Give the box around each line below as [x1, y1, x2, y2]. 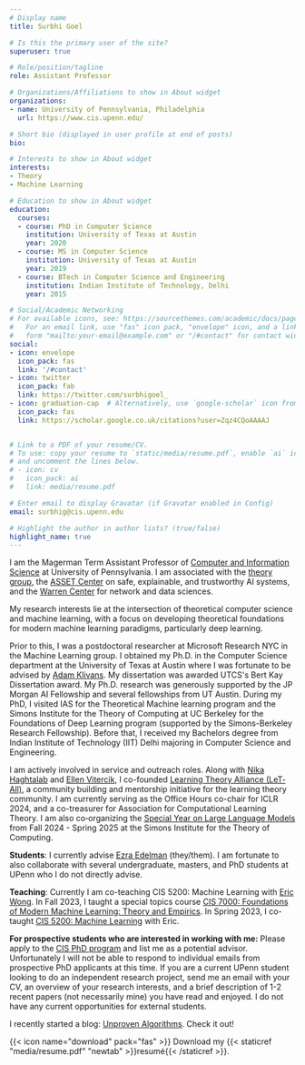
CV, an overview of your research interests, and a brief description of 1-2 [9, 981, 282, 992]
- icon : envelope [9, 347, 75, 357]
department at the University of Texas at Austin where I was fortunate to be [9, 660, 291, 671]
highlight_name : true [9, 532, 92, 541]
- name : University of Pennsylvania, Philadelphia [9, 105, 205, 114]
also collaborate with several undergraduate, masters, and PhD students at [9, 859, 289, 870]
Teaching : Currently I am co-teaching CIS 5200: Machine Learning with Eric [9, 887, 294, 898]
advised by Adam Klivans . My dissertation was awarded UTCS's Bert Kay [9, 669, 283, 680]
